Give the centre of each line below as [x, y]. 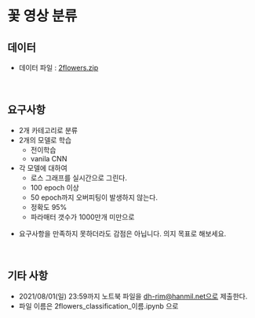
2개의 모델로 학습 [45, 140]
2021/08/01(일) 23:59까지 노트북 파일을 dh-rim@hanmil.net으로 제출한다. [133, 296]
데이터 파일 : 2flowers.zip [58, 68]
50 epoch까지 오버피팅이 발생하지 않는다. [94, 197]
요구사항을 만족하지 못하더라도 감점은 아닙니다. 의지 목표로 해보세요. [122, 233]
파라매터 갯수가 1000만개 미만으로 [82, 217]
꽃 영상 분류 [42, 16]
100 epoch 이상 [55, 187]
